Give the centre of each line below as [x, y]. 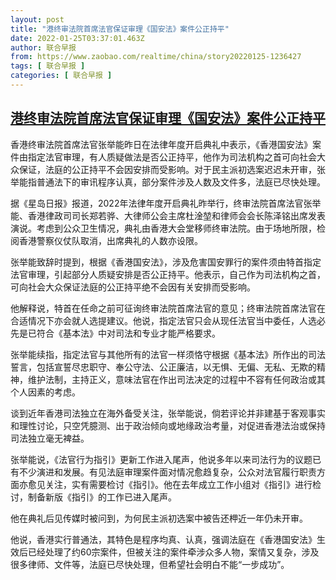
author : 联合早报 [43, 47]
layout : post [37, 19]
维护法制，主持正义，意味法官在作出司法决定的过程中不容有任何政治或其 [176, 379]
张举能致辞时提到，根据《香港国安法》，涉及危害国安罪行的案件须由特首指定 [166, 262]
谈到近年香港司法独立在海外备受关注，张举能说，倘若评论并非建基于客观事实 [168, 413]
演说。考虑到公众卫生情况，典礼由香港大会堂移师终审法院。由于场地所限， [163, 228]
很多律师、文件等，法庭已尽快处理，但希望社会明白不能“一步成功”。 [150, 564]
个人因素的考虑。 [45, 392]
